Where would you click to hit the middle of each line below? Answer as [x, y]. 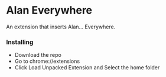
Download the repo [38, 55]
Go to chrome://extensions [47, 61]
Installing [20, 42]
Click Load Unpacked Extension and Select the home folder [87, 68]
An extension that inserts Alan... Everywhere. [61, 27]
